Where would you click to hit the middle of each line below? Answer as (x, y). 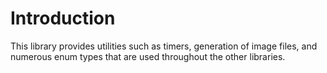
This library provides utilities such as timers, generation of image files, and (164, 46)
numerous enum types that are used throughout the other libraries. (148, 56)
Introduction (63, 18)
